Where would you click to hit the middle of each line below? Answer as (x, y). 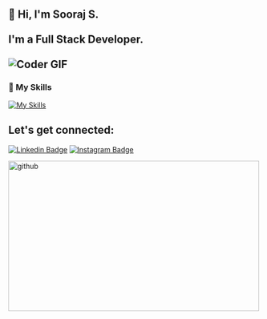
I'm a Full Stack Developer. (76, 40)
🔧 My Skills (30, 87)
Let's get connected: (61, 130)
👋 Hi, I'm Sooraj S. (54, 15)
